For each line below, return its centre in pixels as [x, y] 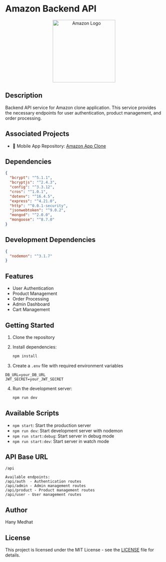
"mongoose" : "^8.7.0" [32, 220]
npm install [25, 356]
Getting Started [30, 325]
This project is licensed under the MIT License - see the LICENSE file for [79, 549]
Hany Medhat [19, 522]
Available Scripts [32, 413]
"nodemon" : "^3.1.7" [31, 256]
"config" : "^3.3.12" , [32, 187]
